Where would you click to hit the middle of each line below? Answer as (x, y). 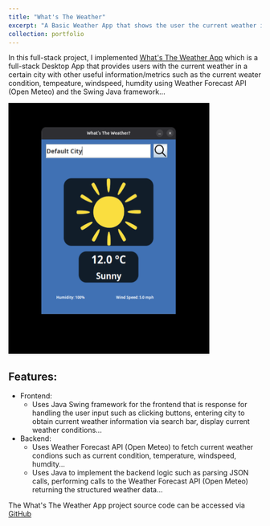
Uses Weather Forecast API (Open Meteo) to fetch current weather (143, 447)
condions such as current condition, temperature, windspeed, (134, 456)
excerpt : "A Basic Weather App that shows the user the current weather (133, 25)
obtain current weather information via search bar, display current (141, 422)
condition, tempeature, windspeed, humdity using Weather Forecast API (127, 84)
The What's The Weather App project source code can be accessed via (127, 505)
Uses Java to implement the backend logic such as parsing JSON (140, 473)
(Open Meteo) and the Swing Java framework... (87, 92)
